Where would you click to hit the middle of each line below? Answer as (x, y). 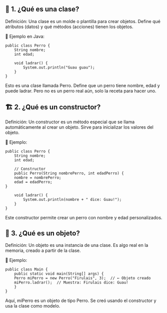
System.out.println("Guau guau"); (59, 67)
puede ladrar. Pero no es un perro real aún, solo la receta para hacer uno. (81, 91)
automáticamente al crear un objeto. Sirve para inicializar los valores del (79, 127)
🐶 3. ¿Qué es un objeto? (42, 233)
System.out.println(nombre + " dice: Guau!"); (72, 199)
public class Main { (27, 269)
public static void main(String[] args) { (59, 274)
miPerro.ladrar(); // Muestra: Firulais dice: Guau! (71, 283)
